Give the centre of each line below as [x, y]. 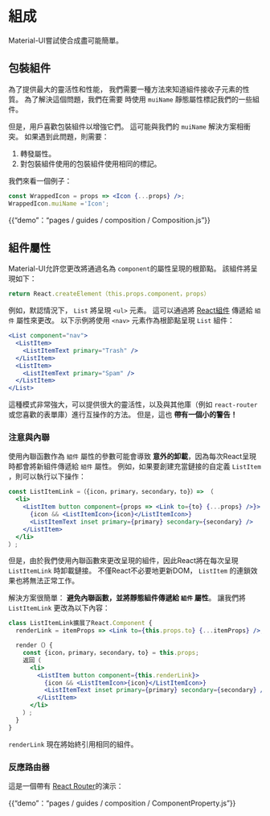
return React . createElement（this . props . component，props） [109, 294]
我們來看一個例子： [40, 180]
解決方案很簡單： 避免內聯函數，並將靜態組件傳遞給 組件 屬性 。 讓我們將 [127, 598]
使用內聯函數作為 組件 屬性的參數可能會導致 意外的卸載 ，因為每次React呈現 [133, 457]
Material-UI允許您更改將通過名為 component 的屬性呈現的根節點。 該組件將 [130, 269]
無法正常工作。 [54, 581]
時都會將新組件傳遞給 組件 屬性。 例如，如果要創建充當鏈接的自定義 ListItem [135, 466]
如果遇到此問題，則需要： [66, 136]
